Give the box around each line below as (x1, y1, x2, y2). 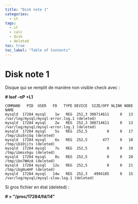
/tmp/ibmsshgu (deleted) (5, 150, 55, 155)
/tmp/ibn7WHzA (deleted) (5, 159, 55, 164)
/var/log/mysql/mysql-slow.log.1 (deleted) (5, 176, 94, 181)
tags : (5, 20, 16, 26)
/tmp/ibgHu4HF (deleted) (5, 167, 55, 172)
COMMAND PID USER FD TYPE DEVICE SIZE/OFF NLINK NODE (5, 103, 133, 108)
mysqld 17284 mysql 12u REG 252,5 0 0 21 (5, 163, 133, 168)
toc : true (5, 43, 25, 48)
